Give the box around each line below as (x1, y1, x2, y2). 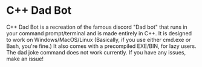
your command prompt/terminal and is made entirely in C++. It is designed (6, 29, 192, 36)
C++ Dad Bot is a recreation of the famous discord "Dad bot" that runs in (6, 23, 187, 31)
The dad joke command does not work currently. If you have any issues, (6, 48, 186, 56)
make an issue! (6, 55, 44, 62)
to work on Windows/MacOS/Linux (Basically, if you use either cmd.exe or (6, 36, 191, 43)
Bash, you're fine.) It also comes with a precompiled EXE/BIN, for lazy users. (6, 42, 197, 50)
